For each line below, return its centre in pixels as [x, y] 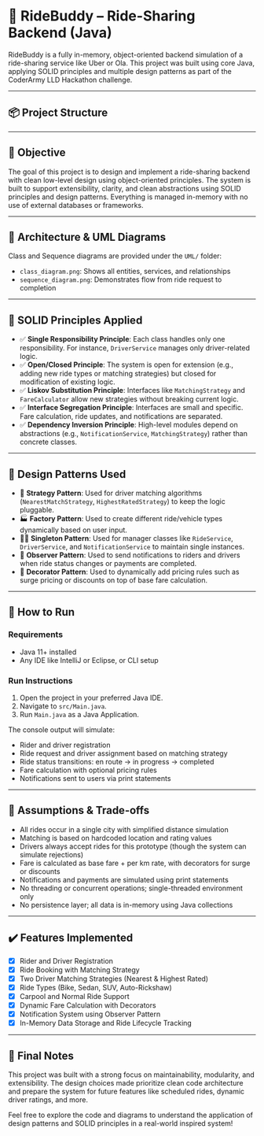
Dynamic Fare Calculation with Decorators [88, 1005]
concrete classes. [48, 442]
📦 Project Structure [58, 113]
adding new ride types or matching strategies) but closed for [118, 374]
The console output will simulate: [62, 729]
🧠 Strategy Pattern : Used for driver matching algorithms [111, 493]
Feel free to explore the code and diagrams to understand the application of [131, 1115]
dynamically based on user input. [73, 530]
